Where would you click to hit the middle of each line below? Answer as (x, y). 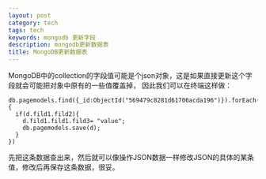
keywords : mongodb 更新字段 (52, 37)
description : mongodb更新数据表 (59, 45)
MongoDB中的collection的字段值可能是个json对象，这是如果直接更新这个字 (130, 75)
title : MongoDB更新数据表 (48, 52)
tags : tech (26, 30)
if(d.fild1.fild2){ (47, 114)
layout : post (30, 15)
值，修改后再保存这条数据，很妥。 (64, 167)
